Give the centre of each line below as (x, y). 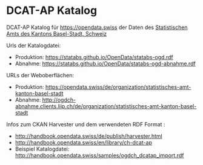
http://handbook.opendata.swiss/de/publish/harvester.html (88, 136)
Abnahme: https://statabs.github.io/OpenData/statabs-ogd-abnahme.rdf (105, 63)
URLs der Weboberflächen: (40, 75)
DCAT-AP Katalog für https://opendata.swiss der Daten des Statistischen (97, 27)
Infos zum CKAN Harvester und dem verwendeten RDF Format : (86, 124)
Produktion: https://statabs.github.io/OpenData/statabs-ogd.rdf (94, 57)
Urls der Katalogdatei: (34, 45)
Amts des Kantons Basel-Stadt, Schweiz (57, 33)
